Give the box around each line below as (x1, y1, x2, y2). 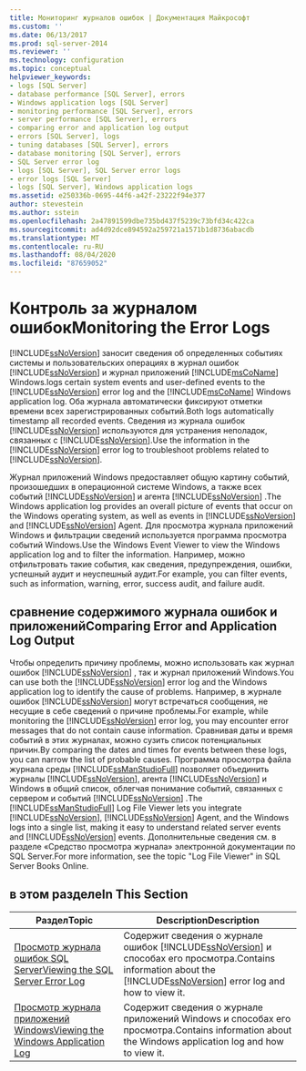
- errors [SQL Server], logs (9, 132, 120, 141)
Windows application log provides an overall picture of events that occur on (9, 500, 293, 511)
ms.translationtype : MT (9, 233, 100, 242)
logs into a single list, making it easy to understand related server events (9, 821, 281, 832)
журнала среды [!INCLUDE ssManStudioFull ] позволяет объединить (9, 763, 270, 774)
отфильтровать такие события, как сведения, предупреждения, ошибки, (9, 558, 293, 569)
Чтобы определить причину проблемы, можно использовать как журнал (9, 657, 295, 668)
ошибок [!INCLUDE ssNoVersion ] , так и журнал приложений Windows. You (9, 667, 294, 678)
